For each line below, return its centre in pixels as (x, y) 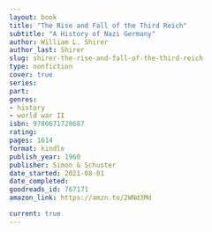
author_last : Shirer (47, 50)
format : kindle (37, 148)
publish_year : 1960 (45, 157)
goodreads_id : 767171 (49, 190)
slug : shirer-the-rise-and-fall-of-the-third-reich (106, 58)
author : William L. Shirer (59, 42)
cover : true (31, 75)
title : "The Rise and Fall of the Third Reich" (98, 26)
